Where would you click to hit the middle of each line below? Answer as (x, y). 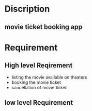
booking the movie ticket (36, 82)
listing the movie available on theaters (49, 77)
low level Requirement (39, 103)
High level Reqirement (38, 66)
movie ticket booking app (44, 27)
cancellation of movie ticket (39, 87)
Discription (27, 9)
